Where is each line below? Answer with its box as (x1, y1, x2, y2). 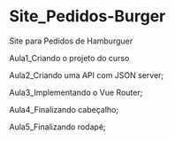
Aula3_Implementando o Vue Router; (9, 87, 143, 98)
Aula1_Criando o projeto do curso (9, 52, 130, 63)
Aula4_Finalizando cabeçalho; (9, 104, 119, 114)
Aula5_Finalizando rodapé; (9, 121, 106, 132)
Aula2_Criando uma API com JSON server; (9, 69, 164, 81)
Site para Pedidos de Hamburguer (9, 35, 133, 46)
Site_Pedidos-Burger (9, 6, 166, 27)
